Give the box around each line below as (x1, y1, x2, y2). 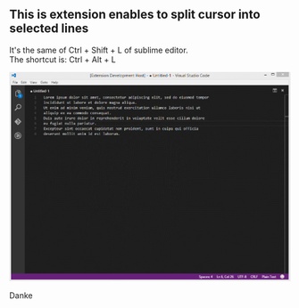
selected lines (9, 21, 89, 36)
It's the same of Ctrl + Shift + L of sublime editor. (9, 45, 189, 55)
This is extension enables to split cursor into (9, 7, 261, 22)
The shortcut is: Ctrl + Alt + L (9, 53, 116, 65)
